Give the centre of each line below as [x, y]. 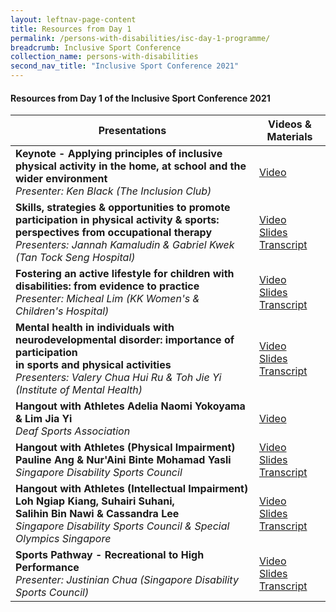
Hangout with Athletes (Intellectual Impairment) [132, 489]
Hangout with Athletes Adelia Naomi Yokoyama [130, 406]
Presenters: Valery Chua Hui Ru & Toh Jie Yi [118, 378]
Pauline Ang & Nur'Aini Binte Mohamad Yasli [123, 460]
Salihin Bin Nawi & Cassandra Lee [97, 514]
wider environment [61, 179]
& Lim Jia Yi [44, 419]
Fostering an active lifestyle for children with [125, 274]
